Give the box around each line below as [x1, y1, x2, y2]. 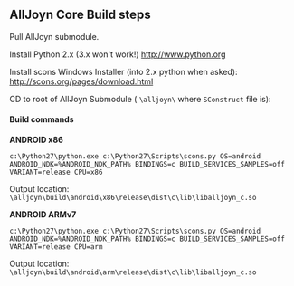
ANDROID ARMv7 [9, 209, 77, 220]
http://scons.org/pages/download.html [9, 76, 154, 87]
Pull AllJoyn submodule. [9, 31, 100, 42]
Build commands [9, 114, 74, 125]
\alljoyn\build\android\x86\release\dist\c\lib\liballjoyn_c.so [9, 194, 257, 203]
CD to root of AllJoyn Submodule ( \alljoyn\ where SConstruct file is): [9, 93, 271, 104]
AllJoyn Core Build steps [9, 7, 151, 23]
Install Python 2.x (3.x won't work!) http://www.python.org [9, 49, 226, 60]
